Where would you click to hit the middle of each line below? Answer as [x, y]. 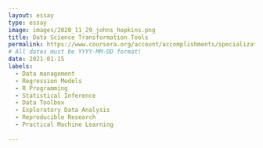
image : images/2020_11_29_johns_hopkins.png [82, 30]
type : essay [27, 23]
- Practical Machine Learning [64, 125]
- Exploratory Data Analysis [63, 110]
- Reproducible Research [56, 117]
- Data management [45, 74]
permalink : [26, 45]
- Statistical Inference [56, 96]
